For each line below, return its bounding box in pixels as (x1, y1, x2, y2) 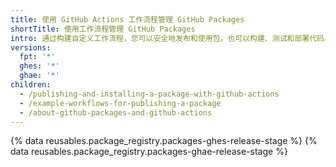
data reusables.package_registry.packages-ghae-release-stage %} (10, 146, 288, 158)
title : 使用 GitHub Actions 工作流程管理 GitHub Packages (10, 14, 245, 25)
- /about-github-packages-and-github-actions (19, 107, 213, 118)
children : (10, 80, 52, 90)
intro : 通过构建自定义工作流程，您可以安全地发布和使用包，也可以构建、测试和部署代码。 (10, 33, 332, 43)
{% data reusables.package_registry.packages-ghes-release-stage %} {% (10, 135, 318, 147)
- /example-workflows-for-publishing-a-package (19, 98, 222, 108)
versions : (10, 42, 52, 53)
